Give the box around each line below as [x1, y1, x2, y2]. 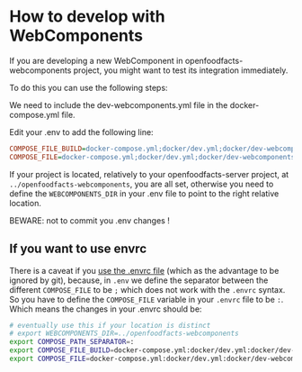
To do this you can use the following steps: [9, 82, 168, 93]
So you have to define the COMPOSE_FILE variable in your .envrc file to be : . [9, 294, 284, 304]
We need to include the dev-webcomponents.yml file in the [9, 99, 228, 110]
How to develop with [9, 6, 165, 27]
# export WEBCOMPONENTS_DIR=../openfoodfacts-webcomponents [9, 329, 240, 339]
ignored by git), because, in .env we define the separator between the [9, 275, 269, 286]
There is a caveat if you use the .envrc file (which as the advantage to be [9, 265, 280, 276]
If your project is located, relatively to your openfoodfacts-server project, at [9, 168, 289, 179]
